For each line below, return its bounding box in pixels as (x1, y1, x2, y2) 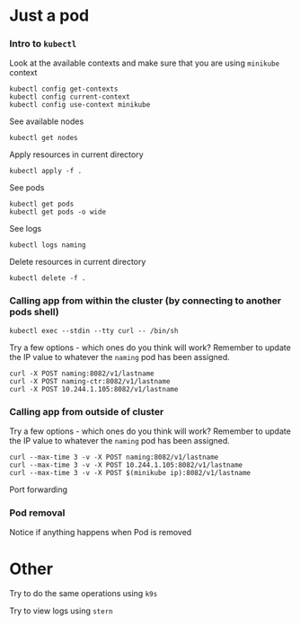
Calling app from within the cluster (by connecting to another (9, 295, 281, 307)
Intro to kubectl (9, 38, 77, 50)
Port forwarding (9, 484, 67, 495)
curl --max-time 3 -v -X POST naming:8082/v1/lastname (9, 453, 219, 462)
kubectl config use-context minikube (9, 101, 151, 110)
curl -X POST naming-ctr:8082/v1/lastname (9, 376, 171, 386)
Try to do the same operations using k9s (9, 588, 158, 599)
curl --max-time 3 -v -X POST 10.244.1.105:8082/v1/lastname (9, 461, 243, 470)
